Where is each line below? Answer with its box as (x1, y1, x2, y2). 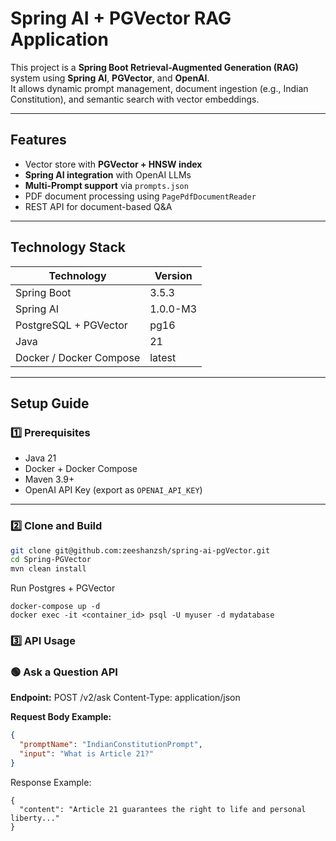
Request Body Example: (10, 711, 112, 723)
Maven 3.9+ (24, 473, 75, 486)
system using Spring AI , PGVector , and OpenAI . (10, 72, 210, 84)
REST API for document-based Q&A (24, 200, 173, 212)
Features (10, 132, 67, 149)
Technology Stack (10, 239, 126, 256)
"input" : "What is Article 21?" (19, 749, 155, 759)
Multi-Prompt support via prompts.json (24, 179, 189, 191)
